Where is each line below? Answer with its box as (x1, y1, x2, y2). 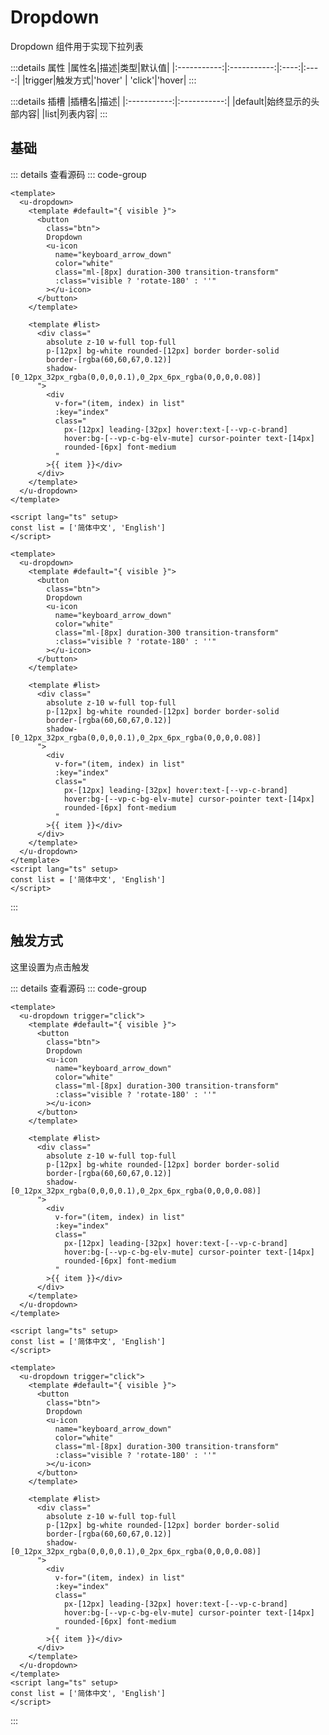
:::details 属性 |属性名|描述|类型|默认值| (10, 61, 170, 73)
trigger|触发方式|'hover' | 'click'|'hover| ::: (24, 74, 197, 86)
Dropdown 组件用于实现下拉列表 (10, 40, 144, 52)
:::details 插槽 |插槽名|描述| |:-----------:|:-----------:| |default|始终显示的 (10, 95, 312, 107)
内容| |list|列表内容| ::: (18, 107, 108, 120)
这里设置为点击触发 (10, 961, 90, 973)
